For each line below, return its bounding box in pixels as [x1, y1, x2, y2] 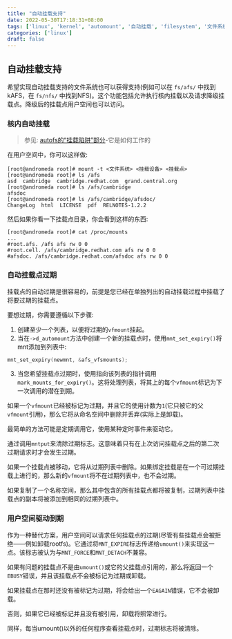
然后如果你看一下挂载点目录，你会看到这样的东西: [7, 215, 148, 223]
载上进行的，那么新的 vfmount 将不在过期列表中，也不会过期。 [7, 471, 181, 480]
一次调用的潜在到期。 [17, 387, 78, 395]
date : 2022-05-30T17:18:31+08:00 [7, 17, 104, 23]
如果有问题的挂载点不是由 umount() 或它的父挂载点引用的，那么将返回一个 [7, 562, 214, 571]
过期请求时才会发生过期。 [7, 448, 80, 457]
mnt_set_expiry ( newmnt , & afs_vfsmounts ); [7, 356, 128, 363]
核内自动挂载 [7, 119, 50, 128]
